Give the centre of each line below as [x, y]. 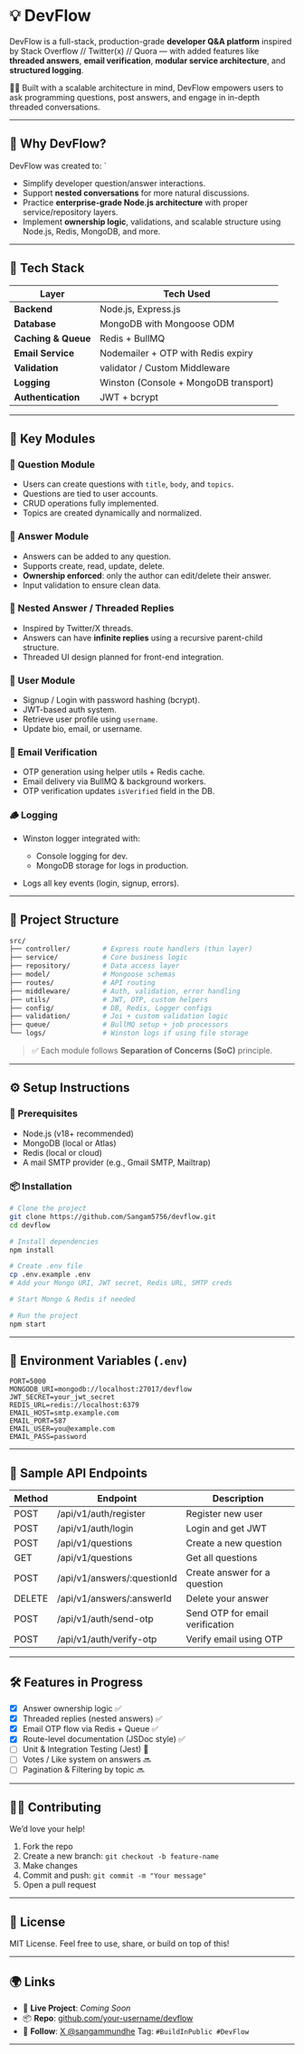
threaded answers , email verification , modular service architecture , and [147, 61]
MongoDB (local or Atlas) [69, 1143]
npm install [32, 1250]
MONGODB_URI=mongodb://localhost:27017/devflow [101, 1389]
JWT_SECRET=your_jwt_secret [62, 1397]
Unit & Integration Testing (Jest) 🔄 [85, 1749]
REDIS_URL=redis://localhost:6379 [75, 1406]
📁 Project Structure [64, 920]
